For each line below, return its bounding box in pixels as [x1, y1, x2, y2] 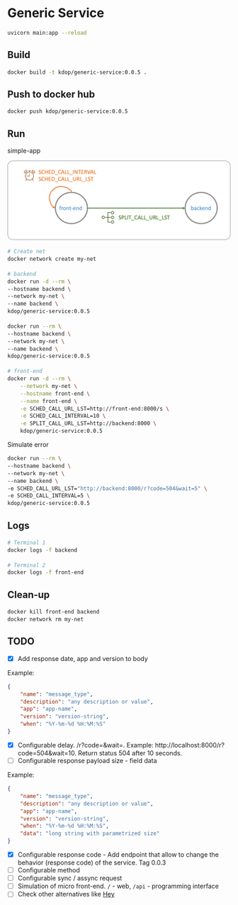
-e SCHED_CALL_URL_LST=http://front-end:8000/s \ [20, 405, 170, 412]
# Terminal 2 [7, 562, 46, 569]
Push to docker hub [7, 88, 96, 100]
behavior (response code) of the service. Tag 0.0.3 [17, 858, 166, 867]
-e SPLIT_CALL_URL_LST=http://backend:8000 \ [20, 420, 157, 427]
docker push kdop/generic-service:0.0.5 [7, 108, 129, 115]
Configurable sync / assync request [17, 874, 123, 882]
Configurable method [17, 866, 80, 875]
